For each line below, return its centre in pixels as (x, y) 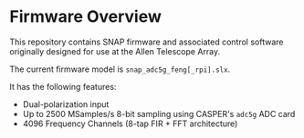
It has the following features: (63, 86)
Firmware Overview (86, 17)
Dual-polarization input (66, 104)
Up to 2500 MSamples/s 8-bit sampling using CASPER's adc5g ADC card (159, 113)
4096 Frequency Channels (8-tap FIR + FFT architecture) (130, 123)
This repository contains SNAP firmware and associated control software (147, 42)
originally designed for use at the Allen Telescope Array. (115, 51)
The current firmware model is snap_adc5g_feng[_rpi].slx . (120, 69)
